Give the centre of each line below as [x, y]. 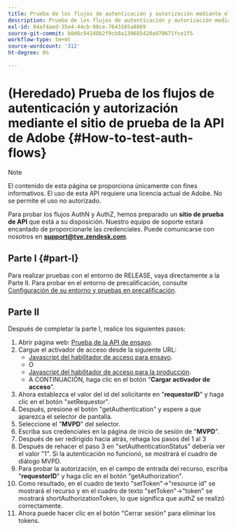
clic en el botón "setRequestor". [64, 402]
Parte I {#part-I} [43, 258]
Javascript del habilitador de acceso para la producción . [110, 372]
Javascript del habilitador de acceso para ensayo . [100, 357]
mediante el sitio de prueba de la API [116, 123]
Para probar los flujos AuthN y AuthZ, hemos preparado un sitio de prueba [116, 214]
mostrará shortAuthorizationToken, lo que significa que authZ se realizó [121, 499]
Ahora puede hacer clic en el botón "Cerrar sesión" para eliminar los [117, 513]
